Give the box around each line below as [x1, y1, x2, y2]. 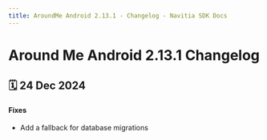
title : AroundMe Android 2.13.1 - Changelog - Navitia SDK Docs [8, 11, 228, 20]
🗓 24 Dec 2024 [8, 79, 86, 93]
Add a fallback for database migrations [19, 123, 148, 133]
